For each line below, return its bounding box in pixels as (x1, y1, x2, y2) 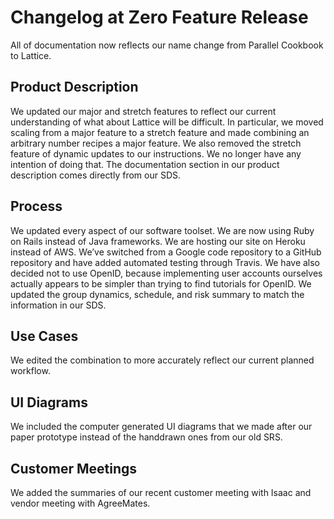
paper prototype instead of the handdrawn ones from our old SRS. (10, 431, 283, 443)
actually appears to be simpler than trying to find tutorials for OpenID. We (10, 277, 312, 290)
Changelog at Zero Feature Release (10, 6, 309, 29)
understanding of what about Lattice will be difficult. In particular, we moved (10, 116, 324, 128)
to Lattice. (10, 49, 52, 61)
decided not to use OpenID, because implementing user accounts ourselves (10, 267, 323, 279)
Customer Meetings (10, 460, 138, 477)
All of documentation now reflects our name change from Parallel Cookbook (10, 39, 324, 51)
